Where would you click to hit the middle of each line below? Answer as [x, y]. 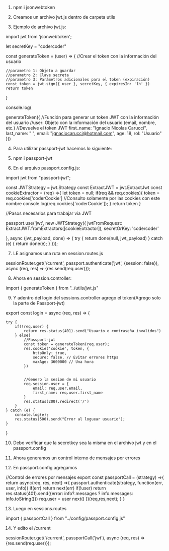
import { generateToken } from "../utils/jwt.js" [52, 288]
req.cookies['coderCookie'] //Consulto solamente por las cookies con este [83, 198]
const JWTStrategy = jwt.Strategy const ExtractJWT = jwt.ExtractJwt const [84, 188]
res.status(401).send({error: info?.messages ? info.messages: [69, 493]
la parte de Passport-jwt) [39, 303]
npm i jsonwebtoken [34, 7]
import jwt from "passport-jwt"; [38, 178]
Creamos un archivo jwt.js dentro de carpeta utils [64, 17]
